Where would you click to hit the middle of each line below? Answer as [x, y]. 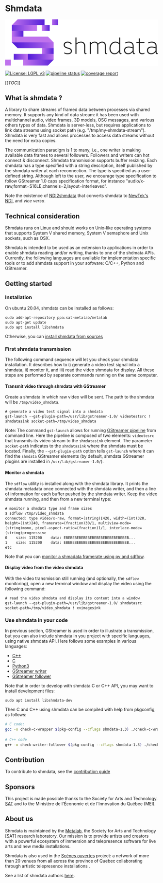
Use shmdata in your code [36, 620]
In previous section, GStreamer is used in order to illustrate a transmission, [80, 631]
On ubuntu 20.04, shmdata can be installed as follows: [59, 308]
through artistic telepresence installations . [48, 866]
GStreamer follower [32, 676]
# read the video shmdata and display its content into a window [72, 598]
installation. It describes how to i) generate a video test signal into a [72, 365]
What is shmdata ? [34, 98]
